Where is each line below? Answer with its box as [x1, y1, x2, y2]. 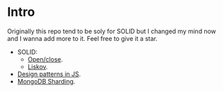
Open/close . [27, 55, 63, 63]
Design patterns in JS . [17, 70, 81, 78]
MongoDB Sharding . [17, 77, 76, 85]
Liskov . [27, 62, 49, 71]
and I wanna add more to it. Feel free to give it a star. [7, 34, 158, 42]
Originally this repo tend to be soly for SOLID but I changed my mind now [7, 27, 217, 35]
